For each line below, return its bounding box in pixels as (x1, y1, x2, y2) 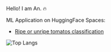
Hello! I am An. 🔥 (6, 5, 47, 12)
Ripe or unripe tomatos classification (14, 28, 105, 34)
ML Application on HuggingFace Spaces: (6, 17, 106, 23)
